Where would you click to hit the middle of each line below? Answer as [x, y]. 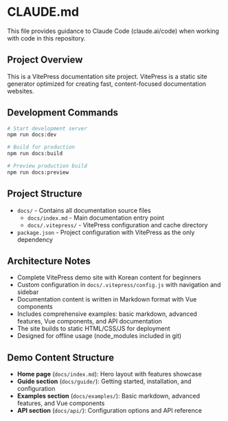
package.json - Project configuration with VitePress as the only [106, 232]
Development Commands [63, 113]
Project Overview [45, 60]
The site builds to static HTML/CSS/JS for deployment [93, 329]
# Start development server [47, 128]
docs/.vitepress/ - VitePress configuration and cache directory [117, 225]
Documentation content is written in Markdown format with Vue [107, 299]
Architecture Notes [49, 261]
